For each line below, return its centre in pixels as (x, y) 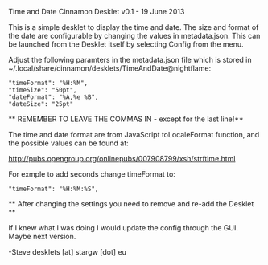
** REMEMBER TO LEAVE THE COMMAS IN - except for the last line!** (126, 119)
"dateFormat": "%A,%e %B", (54, 97)
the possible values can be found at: (68, 143)
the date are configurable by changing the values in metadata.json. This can (134, 36)
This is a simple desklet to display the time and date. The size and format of (134, 27)
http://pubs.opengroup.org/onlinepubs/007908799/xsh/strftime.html (122, 159)
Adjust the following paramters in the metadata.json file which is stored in (130, 60)
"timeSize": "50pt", (43, 90)
